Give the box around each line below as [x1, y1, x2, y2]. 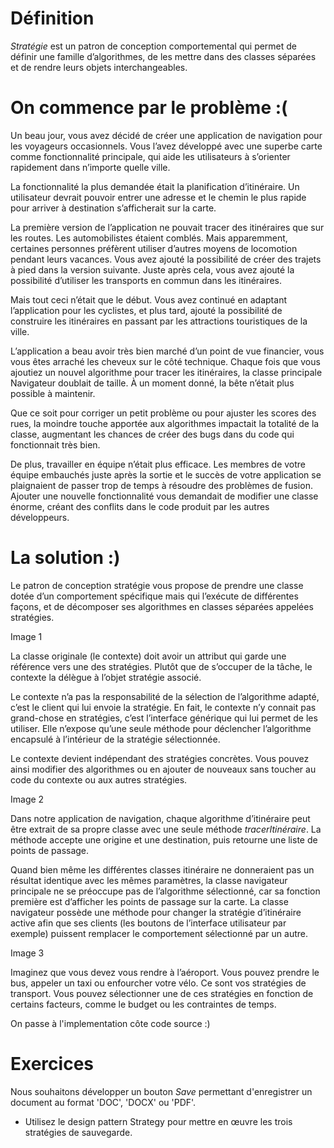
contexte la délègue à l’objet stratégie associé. [10, 671, 202, 683]
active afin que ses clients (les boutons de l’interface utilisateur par [10, 917, 287, 929]
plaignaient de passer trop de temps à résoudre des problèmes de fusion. [10, 479, 313, 491]
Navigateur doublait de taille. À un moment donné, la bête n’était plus [10, 377, 295, 389]
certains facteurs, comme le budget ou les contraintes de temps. [10, 998, 277, 1010]
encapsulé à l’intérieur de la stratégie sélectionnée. [10, 733, 221, 745]
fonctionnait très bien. [10, 438, 101, 451]
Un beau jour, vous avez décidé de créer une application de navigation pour [10, 129, 323, 141]
